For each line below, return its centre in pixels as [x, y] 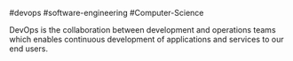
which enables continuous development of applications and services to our [146, 39]
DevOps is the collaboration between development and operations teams [143, 30]
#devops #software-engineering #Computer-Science [107, 13]
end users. [29, 49]
